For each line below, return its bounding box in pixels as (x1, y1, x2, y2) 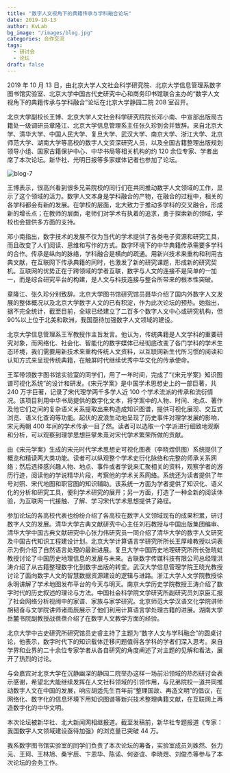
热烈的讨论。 (18, 654, 55, 662)
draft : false (7, 61, 44, 68)
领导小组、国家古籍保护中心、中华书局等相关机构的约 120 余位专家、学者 (7, 147, 212, 155)
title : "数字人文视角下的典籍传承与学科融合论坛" (7, 10, 132, 17)
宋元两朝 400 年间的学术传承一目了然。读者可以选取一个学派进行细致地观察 (7, 422, 220, 430)
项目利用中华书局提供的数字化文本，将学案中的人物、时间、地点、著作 (25, 396, 223, 404)
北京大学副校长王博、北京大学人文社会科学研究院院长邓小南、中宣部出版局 (7, 113, 217, 121)
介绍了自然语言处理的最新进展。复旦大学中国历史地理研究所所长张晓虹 (25, 545, 223, 553)
